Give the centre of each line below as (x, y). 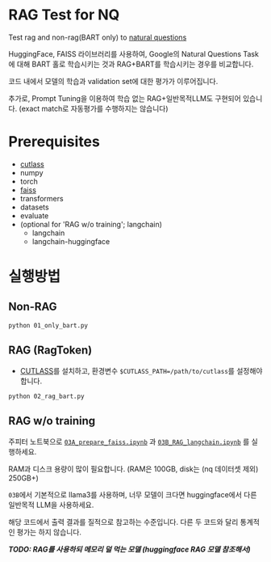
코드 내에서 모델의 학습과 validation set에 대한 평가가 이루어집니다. (113, 81)
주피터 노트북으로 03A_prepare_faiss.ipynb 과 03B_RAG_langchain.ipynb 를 (129, 442)
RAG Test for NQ (64, 15)
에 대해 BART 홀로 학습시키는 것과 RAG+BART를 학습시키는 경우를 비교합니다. (131, 64)
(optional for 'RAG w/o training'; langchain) (91, 224)
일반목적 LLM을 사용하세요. (51, 505)
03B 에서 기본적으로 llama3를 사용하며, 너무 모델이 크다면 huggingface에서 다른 (133, 494)
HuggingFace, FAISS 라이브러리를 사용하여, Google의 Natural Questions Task (134, 53)
